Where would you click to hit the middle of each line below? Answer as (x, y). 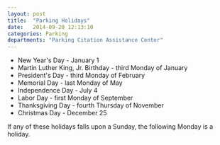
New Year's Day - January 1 (58, 60)
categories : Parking (38, 34)
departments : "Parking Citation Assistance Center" (85, 40)
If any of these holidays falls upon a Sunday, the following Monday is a (110, 127)
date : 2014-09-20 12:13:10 (50, 27)
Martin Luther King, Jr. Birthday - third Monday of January (103, 68)
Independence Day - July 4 (57, 91)
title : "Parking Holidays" (49, 21)
